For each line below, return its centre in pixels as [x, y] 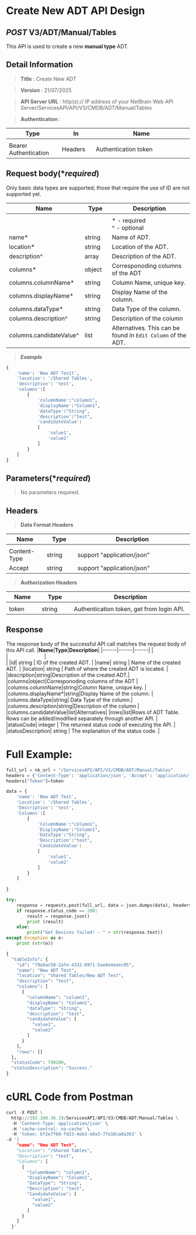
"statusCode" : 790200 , [39, 1062]
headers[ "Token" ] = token [35, 781]
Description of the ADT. [144, 256]
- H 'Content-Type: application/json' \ [60, 1123]
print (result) [45, 922]
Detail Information [40, 65]
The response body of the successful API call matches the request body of [96, 644]
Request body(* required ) [53, 174]
